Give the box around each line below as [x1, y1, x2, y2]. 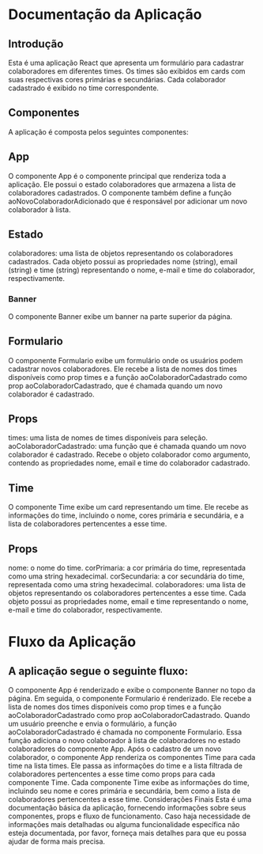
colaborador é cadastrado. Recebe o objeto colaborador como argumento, [8, 450, 251, 460]
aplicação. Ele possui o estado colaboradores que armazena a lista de [8, 180, 236, 189]
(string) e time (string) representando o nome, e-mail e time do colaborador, [8, 265, 255, 275]
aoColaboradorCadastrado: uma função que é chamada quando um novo [8, 442, 246, 451]
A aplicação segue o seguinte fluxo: [8, 664, 188, 678]
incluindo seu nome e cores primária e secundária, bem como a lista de [8, 786, 241, 795]
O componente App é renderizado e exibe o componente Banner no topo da [8, 685, 256, 694]
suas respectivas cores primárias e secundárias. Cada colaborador [8, 75, 227, 84]
